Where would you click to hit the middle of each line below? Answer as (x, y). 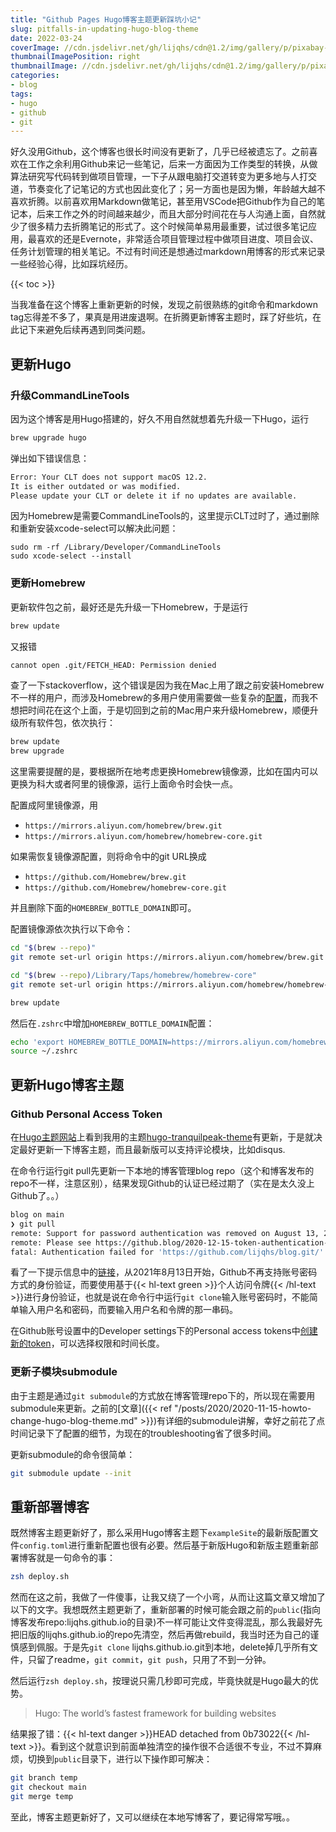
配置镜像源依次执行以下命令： (71, 929)
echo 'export (37, 1042)
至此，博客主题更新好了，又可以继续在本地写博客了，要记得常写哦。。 (152, 1817)
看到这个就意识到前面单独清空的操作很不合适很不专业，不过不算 (181, 1747)
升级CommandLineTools (70, 395)
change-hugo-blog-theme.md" (74, 1420)
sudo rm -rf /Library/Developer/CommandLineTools (116, 547)
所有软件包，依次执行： (67, 723)
